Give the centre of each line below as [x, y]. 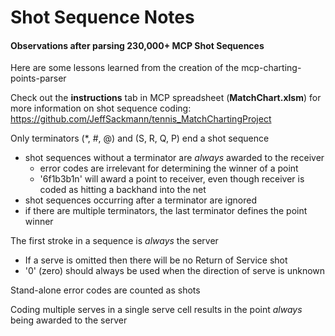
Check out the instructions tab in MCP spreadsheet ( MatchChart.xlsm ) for [166, 98]
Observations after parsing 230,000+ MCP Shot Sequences [137, 45]
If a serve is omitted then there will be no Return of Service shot [156, 260]
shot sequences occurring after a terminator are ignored [140, 200]
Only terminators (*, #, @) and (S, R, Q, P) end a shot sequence [140, 138]
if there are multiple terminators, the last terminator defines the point [166, 211]
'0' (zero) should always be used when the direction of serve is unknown [175, 271]
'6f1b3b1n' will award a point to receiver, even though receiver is [172, 179]
